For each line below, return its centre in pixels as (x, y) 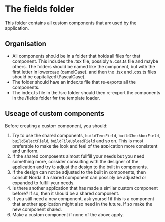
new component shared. (37, 209)
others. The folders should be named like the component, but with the (83, 66)
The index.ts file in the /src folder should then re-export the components (86, 92)
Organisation (26, 44)
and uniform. (25, 151)
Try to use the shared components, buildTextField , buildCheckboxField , (86, 135)
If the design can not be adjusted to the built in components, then (79, 172)
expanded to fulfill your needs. (44, 183)
